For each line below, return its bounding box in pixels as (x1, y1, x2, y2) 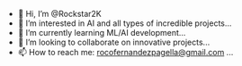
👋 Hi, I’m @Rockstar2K (17, 9, 102, 19)
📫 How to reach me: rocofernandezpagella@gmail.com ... (17, 47, 234, 57)
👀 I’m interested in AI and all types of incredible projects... (17, 18, 232, 29)
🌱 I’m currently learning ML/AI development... (17, 28, 186, 37)
